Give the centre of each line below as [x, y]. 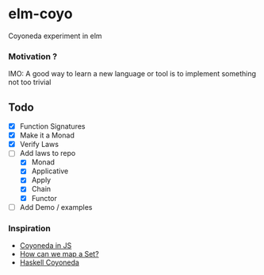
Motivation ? [33, 56]
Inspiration [30, 228]
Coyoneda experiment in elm [55, 36]
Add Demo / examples [56, 207]
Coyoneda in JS [46, 245]
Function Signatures [52, 126]
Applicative [50, 171]
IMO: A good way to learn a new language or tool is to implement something [132, 74]
